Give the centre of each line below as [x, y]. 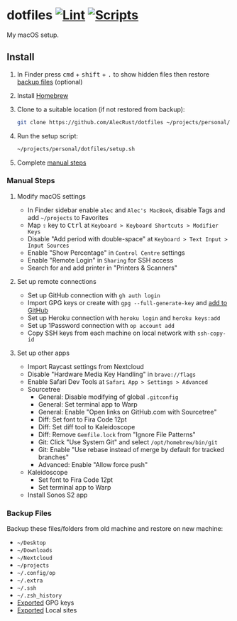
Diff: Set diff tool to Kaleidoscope [87, 427]
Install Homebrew [43, 95]
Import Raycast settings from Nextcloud [86, 366]
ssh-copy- [211, 334]
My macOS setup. [33, 35]
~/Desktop [32, 543]
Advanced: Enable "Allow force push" [93, 464]
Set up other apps [43, 353]
